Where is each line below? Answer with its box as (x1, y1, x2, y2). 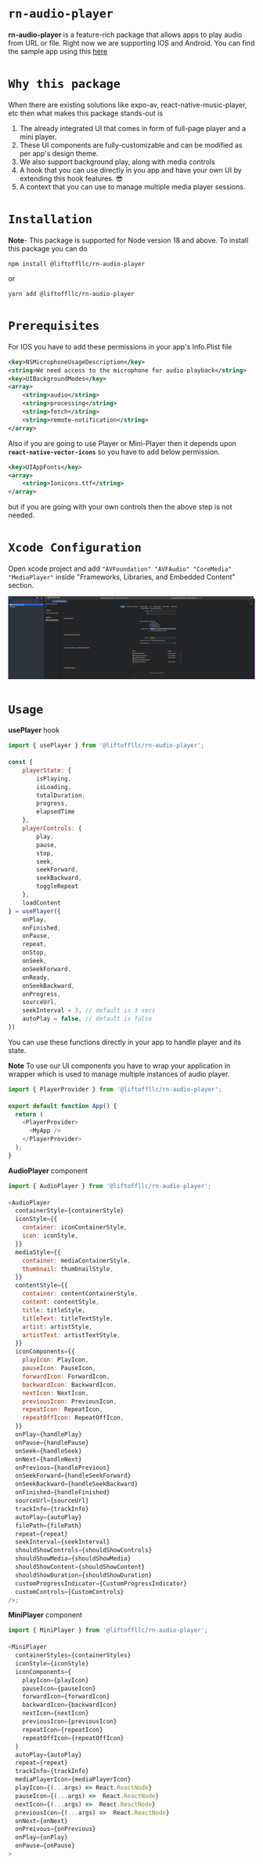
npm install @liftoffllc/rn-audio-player (8, 260, 146, 268)
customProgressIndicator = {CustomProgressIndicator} (15, 1579, 188, 1588)
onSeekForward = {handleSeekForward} (15, 1472, 131, 1480)
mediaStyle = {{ (15, 1248, 61, 1256)
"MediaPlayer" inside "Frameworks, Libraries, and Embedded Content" (8, 572, 236, 582)
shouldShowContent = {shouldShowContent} (15, 1563, 146, 1571)
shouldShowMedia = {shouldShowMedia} (15, 1555, 131, 1562)
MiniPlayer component (8, 1610, 83, 1620)
